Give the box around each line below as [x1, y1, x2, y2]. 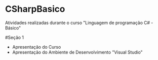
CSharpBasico [5, 3, 65, 15]
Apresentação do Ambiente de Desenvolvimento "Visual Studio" [12, 49, 143, 55]
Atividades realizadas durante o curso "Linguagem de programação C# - [5, 20, 153, 26]
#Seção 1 [5, 34, 24, 40]
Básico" [5, 25, 21, 30]
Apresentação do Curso [12, 44, 61, 50]
